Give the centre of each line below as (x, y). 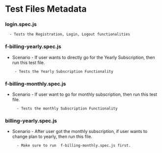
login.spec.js (21, 24)
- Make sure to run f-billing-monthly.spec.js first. (74, 146)
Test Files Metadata (46, 9)
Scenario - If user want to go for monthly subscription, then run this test (85, 94)
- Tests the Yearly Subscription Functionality (64, 71)
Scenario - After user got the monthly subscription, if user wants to (80, 131)
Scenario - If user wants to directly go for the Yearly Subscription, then (83, 57)
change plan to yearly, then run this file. (52, 137)
